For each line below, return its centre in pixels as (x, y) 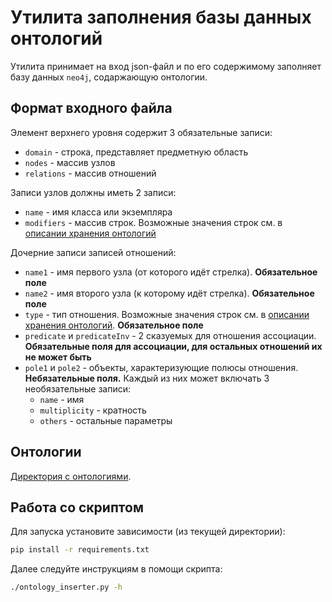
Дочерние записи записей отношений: (93, 252)
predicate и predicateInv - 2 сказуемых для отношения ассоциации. (170, 335)
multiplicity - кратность (93, 410)
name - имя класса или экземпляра (98, 212)
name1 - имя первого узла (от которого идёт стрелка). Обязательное (171, 272)
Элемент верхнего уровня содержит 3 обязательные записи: (141, 132)
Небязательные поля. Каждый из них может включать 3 (147, 378)
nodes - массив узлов (70, 162)
